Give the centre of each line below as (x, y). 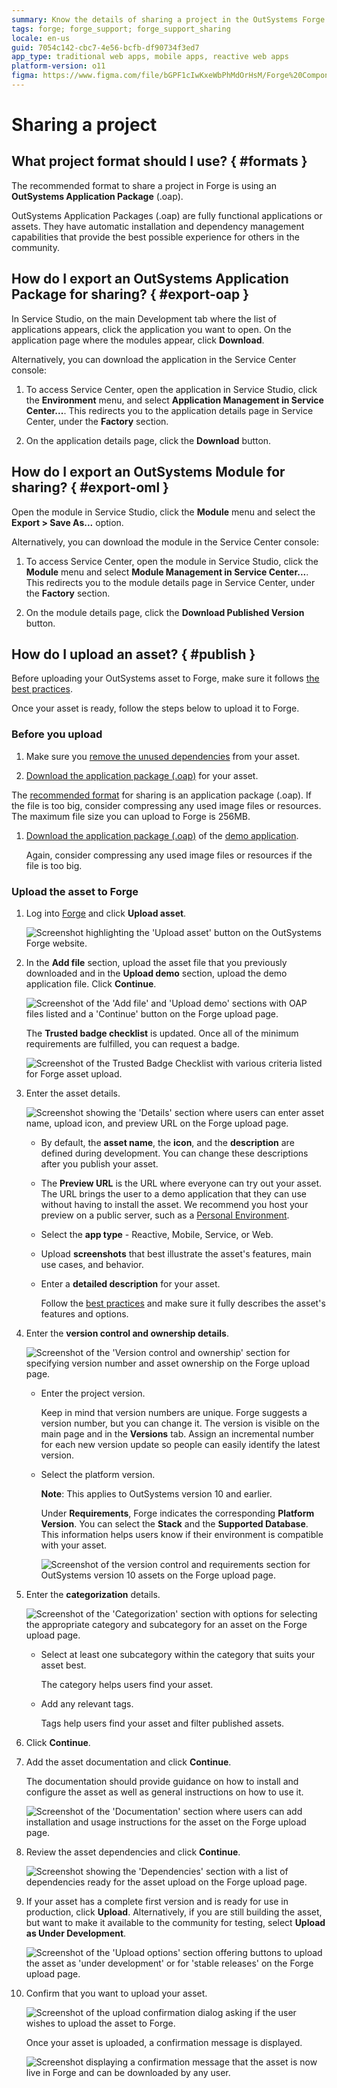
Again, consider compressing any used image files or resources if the (169, 855)
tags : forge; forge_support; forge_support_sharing (121, 29)
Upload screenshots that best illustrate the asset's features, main (176, 1253)
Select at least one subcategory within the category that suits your (178, 1654)
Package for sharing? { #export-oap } (130, 294)
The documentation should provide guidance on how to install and (162, 1781)
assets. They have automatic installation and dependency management (158, 226)
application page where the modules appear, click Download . (138, 340)
